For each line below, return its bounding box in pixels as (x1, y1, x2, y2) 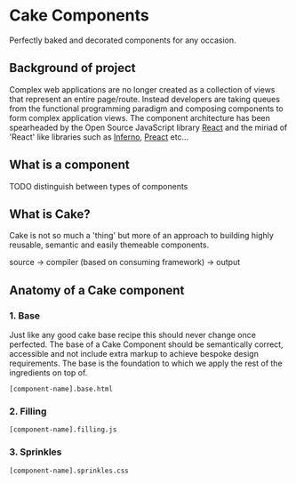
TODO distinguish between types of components (9, 181, 188, 191)
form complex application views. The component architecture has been (9, 112, 271, 123)
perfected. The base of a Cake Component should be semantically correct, (9, 339, 284, 350)
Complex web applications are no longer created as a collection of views (9, 84, 276, 94)
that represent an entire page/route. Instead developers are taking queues (9, 93, 280, 104)
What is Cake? (9, 206, 91, 222)
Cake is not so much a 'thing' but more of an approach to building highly (9, 230, 274, 241)
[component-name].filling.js (9, 425, 117, 434)
